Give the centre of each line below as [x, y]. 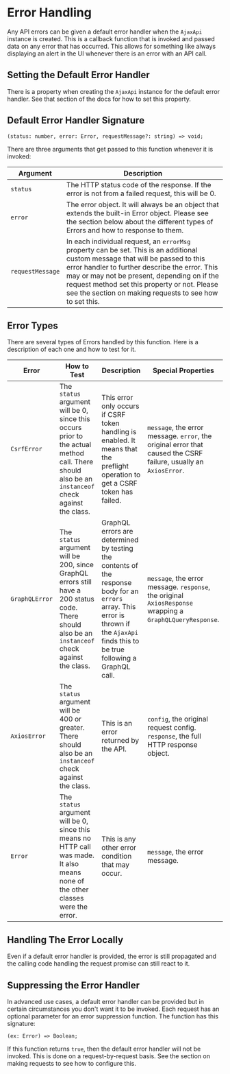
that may [116, 865]
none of [72, 881]
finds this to [120, 641]
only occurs [120, 406]
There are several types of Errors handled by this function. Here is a [103, 342]
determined [120, 540]
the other [74, 890]
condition [117, 857]
